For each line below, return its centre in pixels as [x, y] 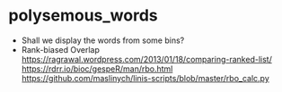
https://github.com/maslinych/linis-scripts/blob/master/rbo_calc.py [145, 78]
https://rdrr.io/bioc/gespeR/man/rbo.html [97, 69]
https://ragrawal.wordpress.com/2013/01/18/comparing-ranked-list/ [147, 59]
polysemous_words [83, 16]
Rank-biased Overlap [61, 49]
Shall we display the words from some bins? [103, 40]
